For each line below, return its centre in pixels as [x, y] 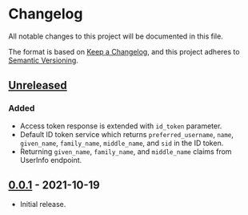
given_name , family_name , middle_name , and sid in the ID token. [122, 143]
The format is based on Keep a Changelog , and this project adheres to [124, 51]
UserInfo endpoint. [51, 160]
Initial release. [43, 205]
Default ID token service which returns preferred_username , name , [127, 134]
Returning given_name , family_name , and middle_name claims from [126, 151]
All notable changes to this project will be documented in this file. [116, 36]
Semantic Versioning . [43, 60]
